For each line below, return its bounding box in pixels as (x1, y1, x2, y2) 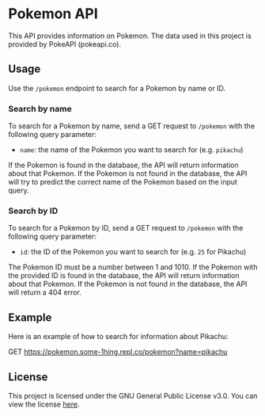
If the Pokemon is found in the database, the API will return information (8, 160, 239, 170)
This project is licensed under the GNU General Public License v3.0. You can (8, 391, 258, 400)
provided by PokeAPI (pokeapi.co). (8, 39, 121, 48)
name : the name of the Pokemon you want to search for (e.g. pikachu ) (19, 145, 244, 155)
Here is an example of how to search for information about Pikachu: (8, 332, 229, 342)
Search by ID (8, 205, 59, 216)
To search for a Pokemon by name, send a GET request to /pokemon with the (8, 121, 256, 131)
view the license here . (8, 399, 80, 409)
